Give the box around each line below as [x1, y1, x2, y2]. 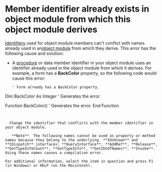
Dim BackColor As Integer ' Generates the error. [5, 93, 101, 99]
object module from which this [5, 14, 131, 25]
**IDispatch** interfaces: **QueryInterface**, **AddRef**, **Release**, [5, 142, 158, 147]
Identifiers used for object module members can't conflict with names [5, 40, 145, 46]
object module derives [5, 24, 98, 35]
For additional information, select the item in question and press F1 [5, 159, 153, 164]
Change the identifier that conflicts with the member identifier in [9, 120, 153, 125]
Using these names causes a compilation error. [5, 150, 104, 155]
